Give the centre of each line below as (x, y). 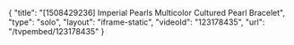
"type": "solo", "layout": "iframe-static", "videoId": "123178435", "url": (137, 22)
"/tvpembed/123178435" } (56, 31)
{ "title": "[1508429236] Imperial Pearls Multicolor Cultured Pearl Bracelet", (147, 13)
